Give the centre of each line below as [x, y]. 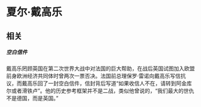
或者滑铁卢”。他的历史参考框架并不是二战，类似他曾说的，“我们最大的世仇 [103, 90]
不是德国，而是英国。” [32, 98]
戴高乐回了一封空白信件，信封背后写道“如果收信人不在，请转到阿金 [104, 83]
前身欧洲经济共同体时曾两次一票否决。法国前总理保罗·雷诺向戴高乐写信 [94, 75]
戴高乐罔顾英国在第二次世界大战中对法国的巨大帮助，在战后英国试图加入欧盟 [100, 68]
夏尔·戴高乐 [34, 12]
